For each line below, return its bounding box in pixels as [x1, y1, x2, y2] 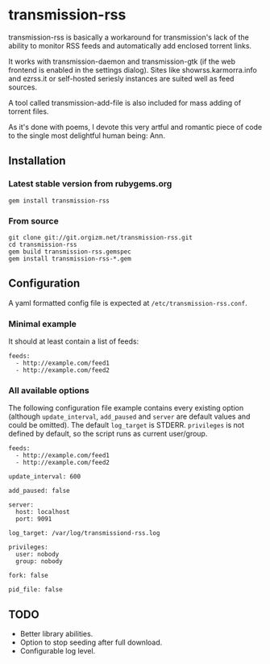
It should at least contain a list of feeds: [8, 336, 139, 346]
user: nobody [15, 550, 60, 558]
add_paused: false [8, 487, 70, 495]
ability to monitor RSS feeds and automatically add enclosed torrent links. [8, 40, 252, 50]
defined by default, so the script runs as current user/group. [8, 429, 208, 439]
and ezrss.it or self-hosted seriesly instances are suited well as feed [8, 73, 235, 83]
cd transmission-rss [8, 240, 78, 248]
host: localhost [15, 508, 70, 516]
